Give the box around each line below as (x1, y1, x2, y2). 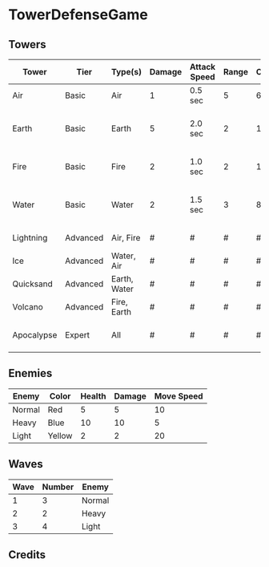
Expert (65, 330, 90, 340)
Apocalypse (12, 330, 58, 340)
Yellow (47, 430, 73, 441)
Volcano (12, 302, 44, 312)
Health (79, 391, 106, 402)
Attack (189, 62, 216, 72)
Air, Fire (110, 233, 141, 243)
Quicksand (12, 278, 54, 290)
